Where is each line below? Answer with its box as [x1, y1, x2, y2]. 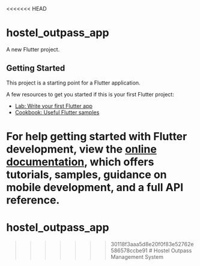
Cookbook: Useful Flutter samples [14, 108, 100, 116]
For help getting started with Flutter [6, 129, 187, 143]
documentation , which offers [6, 155, 154, 168]
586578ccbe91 [111, 247, 148, 254]
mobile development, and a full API [6, 180, 184, 194]
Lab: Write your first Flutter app [14, 102, 93, 110]
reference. [6, 193, 60, 207]
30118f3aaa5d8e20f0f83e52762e [111, 240, 194, 247]
